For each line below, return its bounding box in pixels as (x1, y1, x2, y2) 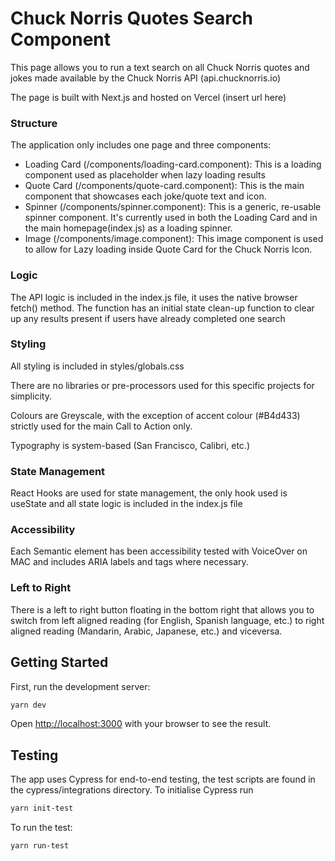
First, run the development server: (10, 680, 151, 692)
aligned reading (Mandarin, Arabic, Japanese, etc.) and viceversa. (10, 625, 283, 637)
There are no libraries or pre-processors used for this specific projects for (10, 379, 315, 391)
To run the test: (10, 822, 73, 834)
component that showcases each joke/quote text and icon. (24, 190, 267, 202)
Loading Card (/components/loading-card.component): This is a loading (24, 158, 322, 171)
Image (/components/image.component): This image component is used (24, 233, 324, 245)
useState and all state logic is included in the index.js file (10, 498, 243, 510)
